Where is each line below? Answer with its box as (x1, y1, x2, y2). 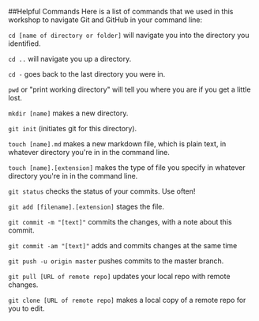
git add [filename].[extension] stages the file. (8, 202, 164, 211)
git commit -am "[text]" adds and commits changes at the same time (8, 241, 238, 250)
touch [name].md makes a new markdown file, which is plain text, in (8, 139, 227, 149)
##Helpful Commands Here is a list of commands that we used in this (8, 7, 234, 16)
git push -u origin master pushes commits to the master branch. (8, 256, 224, 266)
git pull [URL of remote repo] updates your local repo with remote (8, 272, 231, 281)
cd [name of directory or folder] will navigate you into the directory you (8, 31, 250, 40)
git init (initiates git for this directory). (8, 124, 137, 133)
